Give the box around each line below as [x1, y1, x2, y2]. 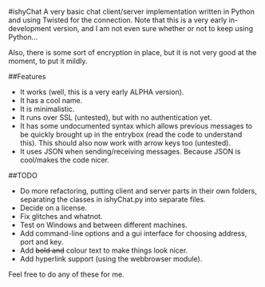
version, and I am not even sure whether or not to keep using [53, 24, 254, 33]
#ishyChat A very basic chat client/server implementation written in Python [8, 7, 255, 16]
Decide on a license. [19, 203, 88, 213]
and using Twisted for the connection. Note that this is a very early [8, 15, 227, 25]
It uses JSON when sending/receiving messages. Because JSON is [19, 147, 241, 156]
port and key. [19, 237, 64, 246]
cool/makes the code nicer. [19, 155, 110, 165]
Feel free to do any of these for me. [8, 269, 125, 279]
